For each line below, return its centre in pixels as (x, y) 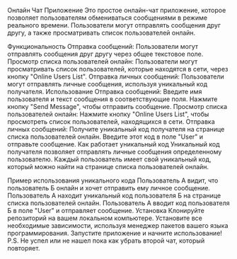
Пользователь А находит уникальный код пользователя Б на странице (114, 195)
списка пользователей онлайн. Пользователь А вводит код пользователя (118, 203)
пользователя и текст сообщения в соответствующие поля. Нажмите (112, 99)
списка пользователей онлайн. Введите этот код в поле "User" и (105, 137)
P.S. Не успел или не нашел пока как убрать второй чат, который (106, 241)
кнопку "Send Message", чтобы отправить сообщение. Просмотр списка (117, 107)
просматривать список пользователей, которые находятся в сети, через (118, 69)
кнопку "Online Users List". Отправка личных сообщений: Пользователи (116, 76)
